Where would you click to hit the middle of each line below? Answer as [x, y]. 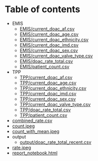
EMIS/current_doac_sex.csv [49, 50]
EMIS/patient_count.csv [44, 67]
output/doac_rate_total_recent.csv [56, 142]
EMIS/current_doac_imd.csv [49, 45]
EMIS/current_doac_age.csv [49, 34]
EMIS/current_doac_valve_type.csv [56, 56]
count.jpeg [23, 126]
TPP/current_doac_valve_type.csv [55, 104]
